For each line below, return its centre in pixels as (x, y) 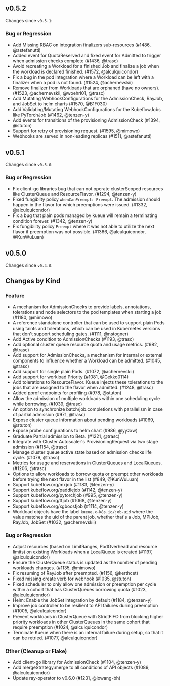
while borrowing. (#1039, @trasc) (47, 404)
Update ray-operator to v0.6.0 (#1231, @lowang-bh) (67, 678)
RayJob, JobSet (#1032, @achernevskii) (54, 522)
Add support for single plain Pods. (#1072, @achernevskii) (73, 371)
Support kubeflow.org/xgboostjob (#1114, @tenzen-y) (68, 506)
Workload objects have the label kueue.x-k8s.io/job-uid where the (83, 511)
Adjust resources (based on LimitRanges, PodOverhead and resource (85, 547)
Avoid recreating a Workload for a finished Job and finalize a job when (86, 66)
